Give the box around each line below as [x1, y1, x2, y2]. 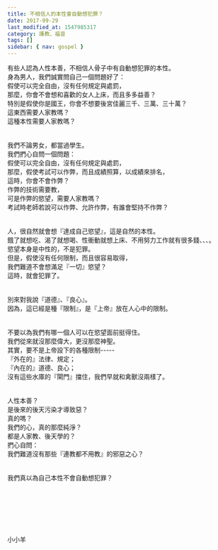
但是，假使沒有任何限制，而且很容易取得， [7, 253, 132, 262]
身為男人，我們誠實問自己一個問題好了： [7, 72, 125, 81]
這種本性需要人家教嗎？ [7, 117, 76, 125]
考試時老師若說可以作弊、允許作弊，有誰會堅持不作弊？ [7, 203, 168, 211]
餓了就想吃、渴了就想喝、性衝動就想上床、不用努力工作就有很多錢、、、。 [7, 236, 215, 244]
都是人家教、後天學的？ [7, 432, 76, 440]
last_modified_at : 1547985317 [7, 23, 97, 31]
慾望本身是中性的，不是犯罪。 [7, 245, 94, 253]
